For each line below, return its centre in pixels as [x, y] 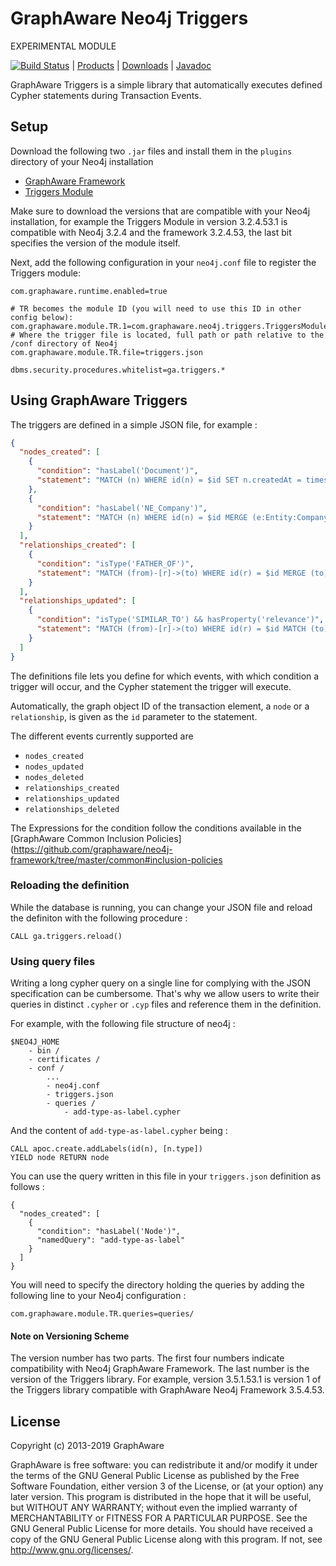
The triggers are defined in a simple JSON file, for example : [134, 424]
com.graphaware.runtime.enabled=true [89, 291]
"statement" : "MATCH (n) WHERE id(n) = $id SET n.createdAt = [169, 480]
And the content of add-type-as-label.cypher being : [119, 1131]
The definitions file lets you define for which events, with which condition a [165, 676]
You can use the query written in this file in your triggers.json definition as [166, 1176]
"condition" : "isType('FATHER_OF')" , [115, 563]
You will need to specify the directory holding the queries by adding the [157, 1285]
